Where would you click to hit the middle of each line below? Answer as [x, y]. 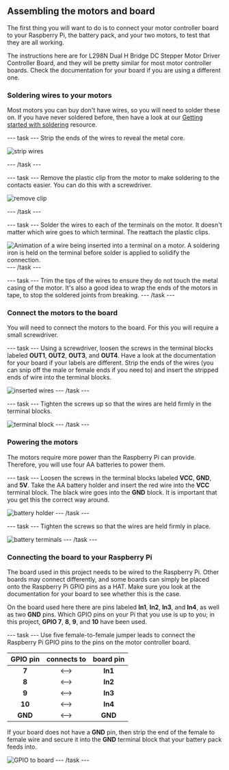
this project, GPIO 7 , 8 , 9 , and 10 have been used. [77, 622]
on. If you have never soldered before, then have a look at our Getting [105, 117]
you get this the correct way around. [58, 499]
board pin [109, 659]
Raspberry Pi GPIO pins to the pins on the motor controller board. [99, 642]
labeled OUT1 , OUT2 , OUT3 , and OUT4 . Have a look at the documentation [112, 356]
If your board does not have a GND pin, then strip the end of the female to [111, 732]
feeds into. [22, 747]
